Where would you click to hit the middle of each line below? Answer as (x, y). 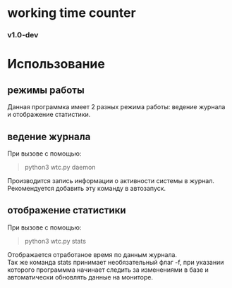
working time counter (72, 13)
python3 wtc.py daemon (60, 167)
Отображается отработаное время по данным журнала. (92, 254)
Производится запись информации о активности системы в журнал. (111, 180)
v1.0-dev (23, 35)
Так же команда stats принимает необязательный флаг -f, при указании (116, 262)
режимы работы (46, 90)
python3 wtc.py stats (55, 241)
